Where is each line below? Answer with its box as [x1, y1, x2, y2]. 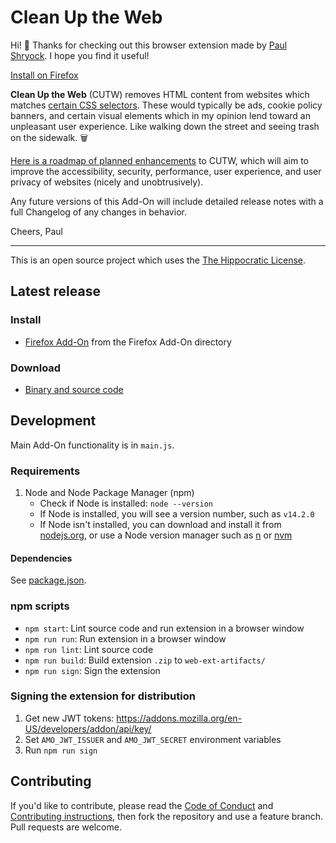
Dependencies [10, 552, 73, 564]
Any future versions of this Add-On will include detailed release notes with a [10, 195, 324, 207]
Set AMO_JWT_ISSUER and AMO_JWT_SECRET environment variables [24, 733, 282, 745]
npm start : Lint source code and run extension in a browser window [24, 622, 305, 634]
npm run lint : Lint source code [24, 643, 154, 655]
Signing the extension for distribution [10, 689, 196, 703]
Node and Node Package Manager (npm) [24, 487, 195, 499]
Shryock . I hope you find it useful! [10, 49, 150, 61]
